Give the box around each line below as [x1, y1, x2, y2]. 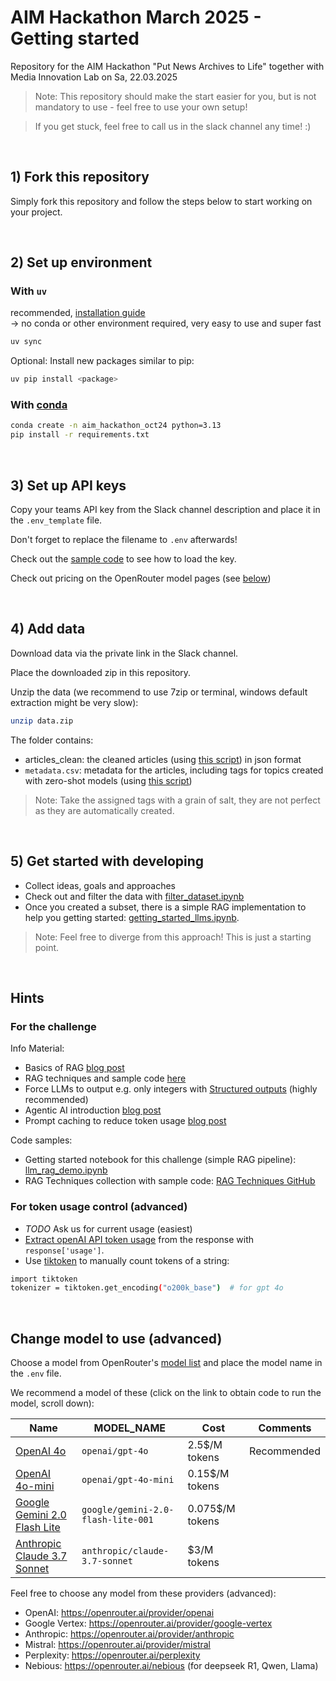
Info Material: [10, 1042, 65, 1055]
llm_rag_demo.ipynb [24, 1164, 108, 1176]
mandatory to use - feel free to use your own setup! [34, 101, 248, 113]
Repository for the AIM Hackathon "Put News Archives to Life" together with [10, 60, 325, 72]
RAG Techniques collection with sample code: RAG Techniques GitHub [24, 1175, 316, 1187]
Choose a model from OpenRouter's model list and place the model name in [10, 1357, 323, 1369]
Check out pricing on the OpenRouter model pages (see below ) [10, 572, 272, 585]
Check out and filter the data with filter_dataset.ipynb [24, 890, 245, 902]
